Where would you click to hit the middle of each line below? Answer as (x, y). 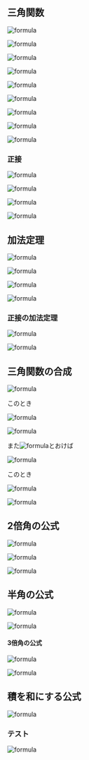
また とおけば (40, 446)
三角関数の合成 (40, 372)
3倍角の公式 (25, 643)
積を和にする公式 (44, 697)
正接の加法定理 (33, 318)
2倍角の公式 (33, 526)
